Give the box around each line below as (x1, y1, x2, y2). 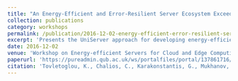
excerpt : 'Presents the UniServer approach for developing (7, 37, 186, 44)
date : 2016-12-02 (7, 43, 59, 50)
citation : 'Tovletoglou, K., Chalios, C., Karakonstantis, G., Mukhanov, (7, 63, 230, 70)
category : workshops (7, 23, 69, 30)
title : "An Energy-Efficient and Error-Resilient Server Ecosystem (7, 10, 211, 18)
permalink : (7, 30, 40, 37)
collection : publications (7, 17, 84, 24)
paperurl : (7, 56, 37, 63)
